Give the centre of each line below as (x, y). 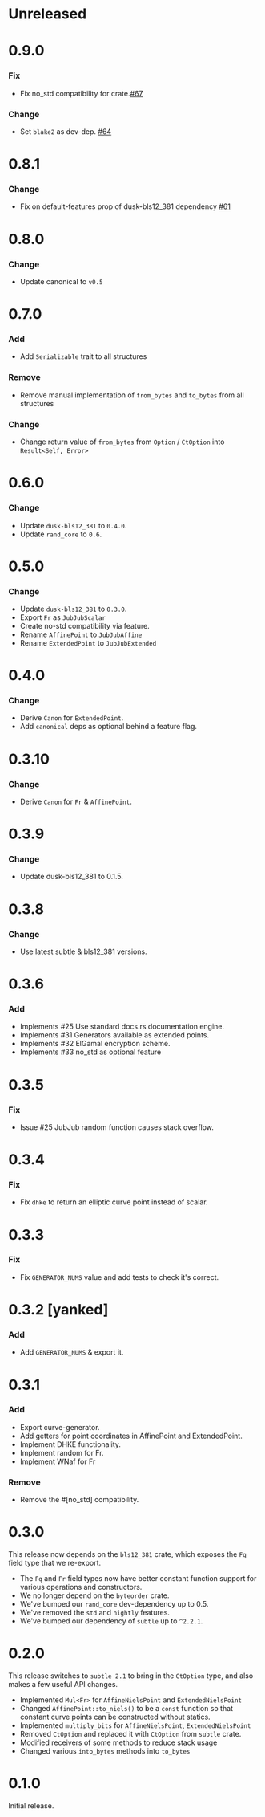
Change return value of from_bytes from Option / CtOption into (122, 442)
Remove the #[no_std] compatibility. (79, 1500)
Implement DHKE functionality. (70, 1444)
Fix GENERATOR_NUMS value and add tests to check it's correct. (119, 1277)
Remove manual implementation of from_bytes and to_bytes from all (132, 395)
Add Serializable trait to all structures (83, 356)
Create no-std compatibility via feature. (84, 625)
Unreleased (48, 14)
